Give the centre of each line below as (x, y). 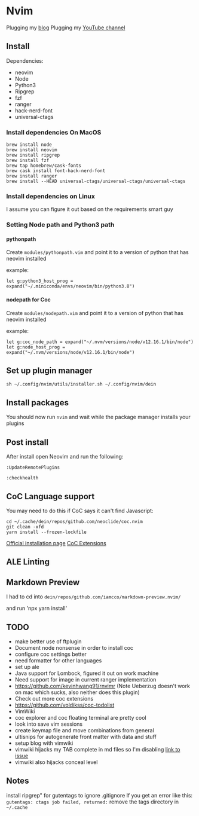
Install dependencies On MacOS (54, 132)
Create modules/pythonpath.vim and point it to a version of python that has (98, 252)
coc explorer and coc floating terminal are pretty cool (80, 717)
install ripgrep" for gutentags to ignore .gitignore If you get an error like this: (99, 795)
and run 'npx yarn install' (37, 609)
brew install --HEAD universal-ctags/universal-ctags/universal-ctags (96, 181)
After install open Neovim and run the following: (65, 457)
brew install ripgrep (33, 155)
